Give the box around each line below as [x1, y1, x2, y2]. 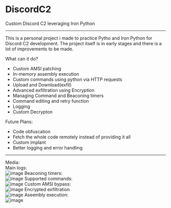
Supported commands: [24, 175, 73, 182]
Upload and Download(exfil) [12, 81, 72, 87]
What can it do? [5, 55, 38, 62]
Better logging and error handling [12, 144, 83, 151]
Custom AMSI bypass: [24, 181, 71, 187]
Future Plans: [5, 118, 33, 125]
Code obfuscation [12, 128, 51, 134]
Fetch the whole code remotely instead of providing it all [12, 134, 131, 140]
